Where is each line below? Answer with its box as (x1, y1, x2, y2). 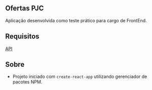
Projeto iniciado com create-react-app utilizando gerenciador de (12, 73, 147, 80)
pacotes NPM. (12, 79, 42, 85)
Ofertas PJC (5, 4, 44, 13)
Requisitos (5, 32, 39, 41)
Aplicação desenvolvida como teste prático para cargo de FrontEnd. (5, 17, 147, 23)
